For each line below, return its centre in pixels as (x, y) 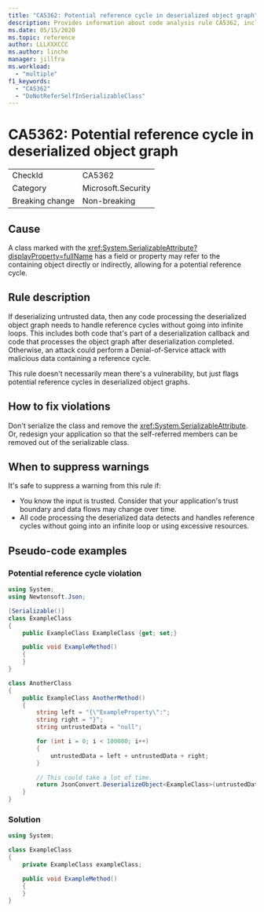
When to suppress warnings (79, 467)
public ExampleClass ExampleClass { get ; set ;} (100, 633)
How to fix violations (59, 407)
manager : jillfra (37, 60)
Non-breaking (109, 201)
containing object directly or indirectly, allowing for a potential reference (125, 265)
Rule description (49, 298)
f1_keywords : (29, 81)
